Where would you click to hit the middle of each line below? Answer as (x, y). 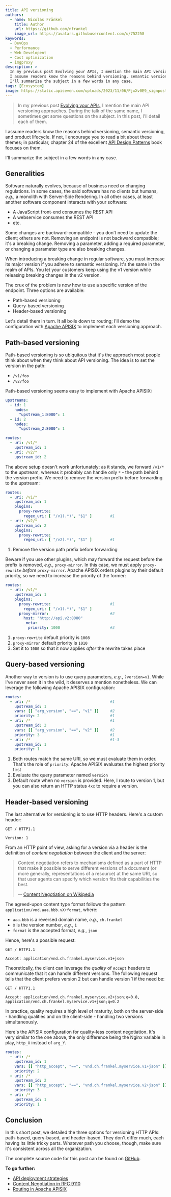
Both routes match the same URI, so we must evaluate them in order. (84, 759)
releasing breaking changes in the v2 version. (53, 275)
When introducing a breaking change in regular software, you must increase (85, 259)
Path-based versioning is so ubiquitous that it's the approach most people (83, 355)
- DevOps (19, 43)
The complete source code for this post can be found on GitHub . (73, 1159)
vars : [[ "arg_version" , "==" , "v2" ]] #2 (65, 730)
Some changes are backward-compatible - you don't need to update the (81, 233)
